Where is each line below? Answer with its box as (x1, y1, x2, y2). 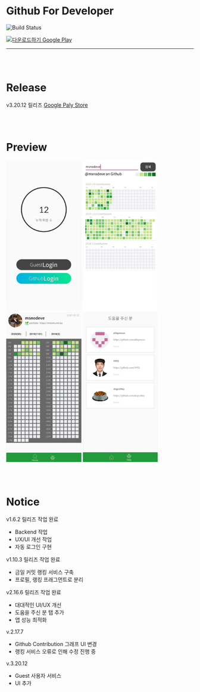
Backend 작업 (14, 529, 48, 536)
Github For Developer (6, 4, 114, 18)
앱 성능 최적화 (14, 616, 47, 623)
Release (6, 81, 46, 95)
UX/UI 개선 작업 (14, 536, 52, 543)
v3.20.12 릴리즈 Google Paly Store (6, 101, 88, 108)
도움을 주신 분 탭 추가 (14, 609, 64, 616)
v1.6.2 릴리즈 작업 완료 (6, 516, 58, 523)
